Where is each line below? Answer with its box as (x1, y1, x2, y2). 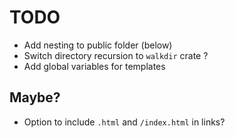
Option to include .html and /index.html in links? (23, 116, 226, 128)
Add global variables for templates (23, 60, 166, 72)
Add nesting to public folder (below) (23, 39, 173, 51)
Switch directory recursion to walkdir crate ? (23, 49, 209, 61)
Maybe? (9, 89, 61, 106)
